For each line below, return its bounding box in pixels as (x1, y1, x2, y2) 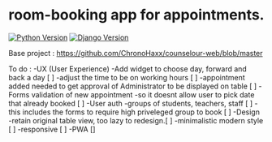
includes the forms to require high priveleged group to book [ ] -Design (22, 107, 260, 117)
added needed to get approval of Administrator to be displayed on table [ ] (8, 81, 257, 91)
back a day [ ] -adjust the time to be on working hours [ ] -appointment (8, 72, 245, 82)
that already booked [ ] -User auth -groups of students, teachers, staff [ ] (8, 98, 253, 108)
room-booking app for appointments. (8, 6, 265, 24)
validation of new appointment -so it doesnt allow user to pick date (31, 89, 255, 99)
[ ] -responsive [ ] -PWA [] (8, 124, 96, 134)
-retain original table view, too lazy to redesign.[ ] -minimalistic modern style (8, 115, 264, 125)
